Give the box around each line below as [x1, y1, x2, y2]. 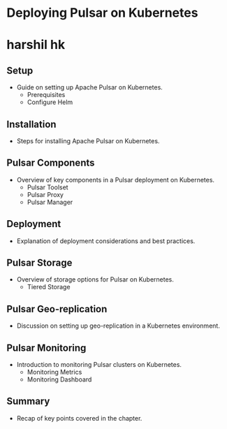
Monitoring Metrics [27, 368, 82, 377]
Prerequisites [27, 91, 66, 99]
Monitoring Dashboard [27, 375, 92, 384]
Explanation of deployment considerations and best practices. [16, 236, 196, 245]
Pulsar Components [6, 157, 95, 169]
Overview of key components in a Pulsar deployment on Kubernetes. [16, 175, 214, 184]
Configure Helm [27, 98, 73, 106]
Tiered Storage [27, 283, 71, 291]
